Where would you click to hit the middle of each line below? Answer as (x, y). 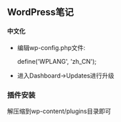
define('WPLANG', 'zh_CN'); (57, 61)
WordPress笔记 (41, 12)
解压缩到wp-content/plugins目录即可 (59, 111)
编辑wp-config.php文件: (51, 47)
